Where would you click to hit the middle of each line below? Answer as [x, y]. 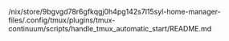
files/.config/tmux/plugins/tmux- [62, 20]
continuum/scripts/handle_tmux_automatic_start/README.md [110, 29]
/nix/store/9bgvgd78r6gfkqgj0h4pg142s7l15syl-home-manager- [115, 12]
